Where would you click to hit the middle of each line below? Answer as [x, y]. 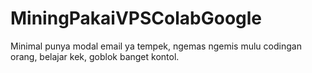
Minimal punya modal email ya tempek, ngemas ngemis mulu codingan [156, 46]
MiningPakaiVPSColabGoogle [136, 18]
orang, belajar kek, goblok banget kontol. [95, 56]
